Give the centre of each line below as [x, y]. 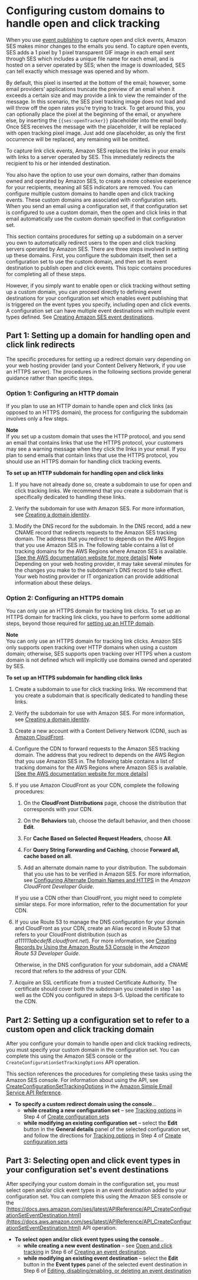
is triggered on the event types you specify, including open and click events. [99, 304]
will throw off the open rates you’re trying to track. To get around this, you [96, 108]
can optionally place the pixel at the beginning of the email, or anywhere [94, 114]
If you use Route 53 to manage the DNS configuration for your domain [100, 922]
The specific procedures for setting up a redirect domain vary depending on [98, 359]
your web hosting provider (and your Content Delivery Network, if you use [96, 365]
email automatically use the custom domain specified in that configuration [96, 218]
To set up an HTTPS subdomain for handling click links [74, 678]
